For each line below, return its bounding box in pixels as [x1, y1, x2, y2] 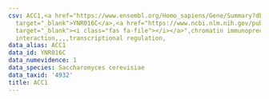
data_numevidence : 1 [8, 57, 78, 65]
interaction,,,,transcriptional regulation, [15, 34, 167, 42]
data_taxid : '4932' [8, 71, 74, 79]
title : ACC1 [8, 78, 48, 86]
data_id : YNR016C [8, 49, 66, 57]
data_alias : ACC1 [8, 42, 66, 49]
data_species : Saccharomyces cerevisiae [8, 64, 146, 72]
